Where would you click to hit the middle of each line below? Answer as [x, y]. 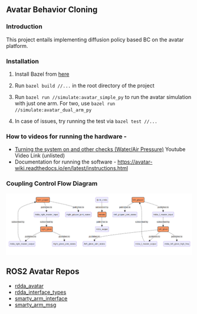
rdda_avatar [29, 286]
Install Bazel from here [42, 74]
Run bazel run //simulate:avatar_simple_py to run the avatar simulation [103, 97]
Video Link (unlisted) [40, 156]
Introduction [24, 27]
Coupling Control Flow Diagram [52, 184]
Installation [23, 61]
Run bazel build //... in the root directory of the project [84, 85]
